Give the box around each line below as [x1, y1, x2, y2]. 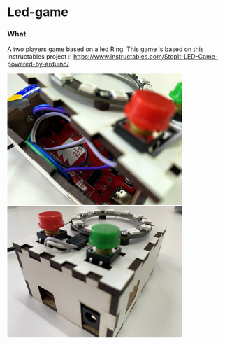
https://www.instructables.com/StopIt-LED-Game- [73, 52, 219, 61]
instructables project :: [7, 52, 72, 61]
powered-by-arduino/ [7, 60, 70, 69]
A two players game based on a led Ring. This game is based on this [7, 45, 204, 53]
